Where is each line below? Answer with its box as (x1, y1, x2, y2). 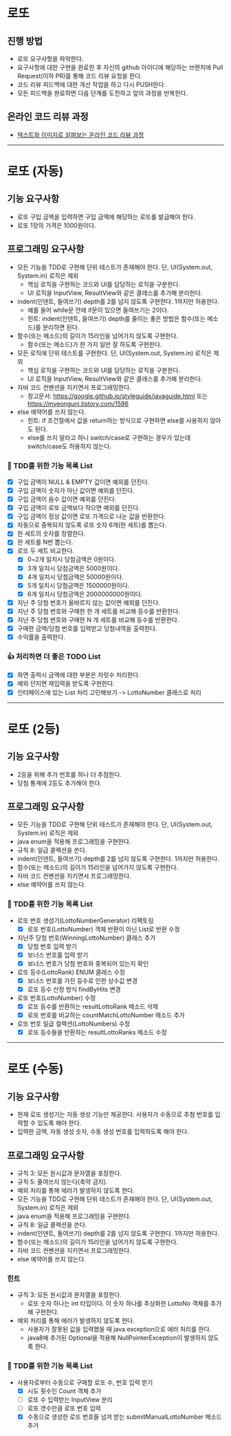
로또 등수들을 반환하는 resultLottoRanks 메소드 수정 (27, 1028, 167, 1037)
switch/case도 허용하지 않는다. (27, 442, 112, 450)
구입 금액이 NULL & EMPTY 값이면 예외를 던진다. (16, 478, 150, 486)
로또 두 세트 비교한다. (16, 546, 74, 555)
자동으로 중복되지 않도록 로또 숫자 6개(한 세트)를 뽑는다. (16, 521, 167, 529)
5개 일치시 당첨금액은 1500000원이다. (27, 581, 130, 589)
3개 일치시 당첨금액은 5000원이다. (27, 564, 120, 572)
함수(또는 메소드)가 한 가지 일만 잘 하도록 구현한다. (27, 340, 162, 349)
